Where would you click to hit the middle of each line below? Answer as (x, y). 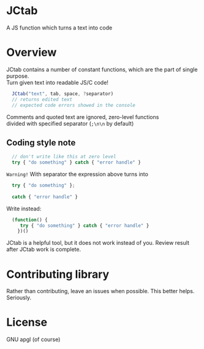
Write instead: (24, 209)
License (27, 322)
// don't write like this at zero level (64, 157)
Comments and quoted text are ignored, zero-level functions (83, 117)
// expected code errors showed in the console (74, 105)
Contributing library (58, 274)
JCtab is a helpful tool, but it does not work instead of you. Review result (98, 243)
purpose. (18, 76)
